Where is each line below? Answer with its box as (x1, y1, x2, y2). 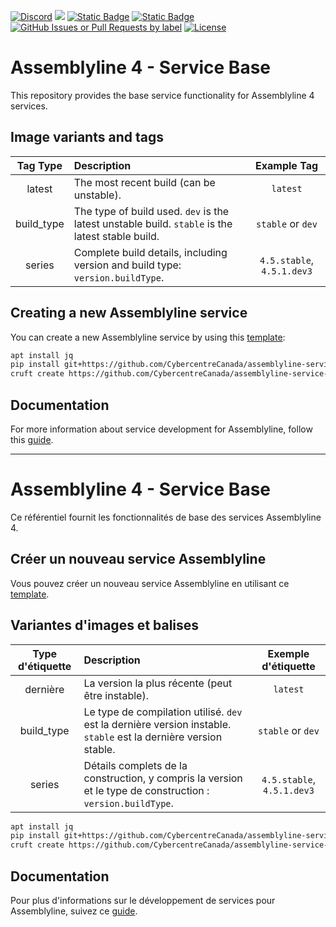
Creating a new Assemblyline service (10, 305, 248, 322)
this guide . (10, 434, 54, 445)
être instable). (83, 688, 149, 702)
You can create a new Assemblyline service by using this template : (10, 331, 286, 343)
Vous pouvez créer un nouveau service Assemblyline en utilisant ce (10, 577, 290, 589)
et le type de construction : (83, 783, 210, 797)
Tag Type (16, 158, 63, 172)
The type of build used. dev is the (73, 204, 230, 218)
